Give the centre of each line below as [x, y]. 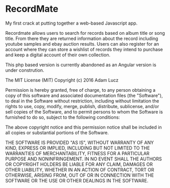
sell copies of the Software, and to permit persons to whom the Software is [84, 112]
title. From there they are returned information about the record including [82, 38]
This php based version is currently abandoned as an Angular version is [81, 65]
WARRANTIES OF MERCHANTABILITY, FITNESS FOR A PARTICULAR [77, 153]
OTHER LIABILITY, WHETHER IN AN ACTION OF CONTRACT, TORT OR [80, 170]
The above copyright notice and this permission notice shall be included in [83, 127]
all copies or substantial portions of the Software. [57, 132]
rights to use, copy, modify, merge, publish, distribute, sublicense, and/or [82, 106]
